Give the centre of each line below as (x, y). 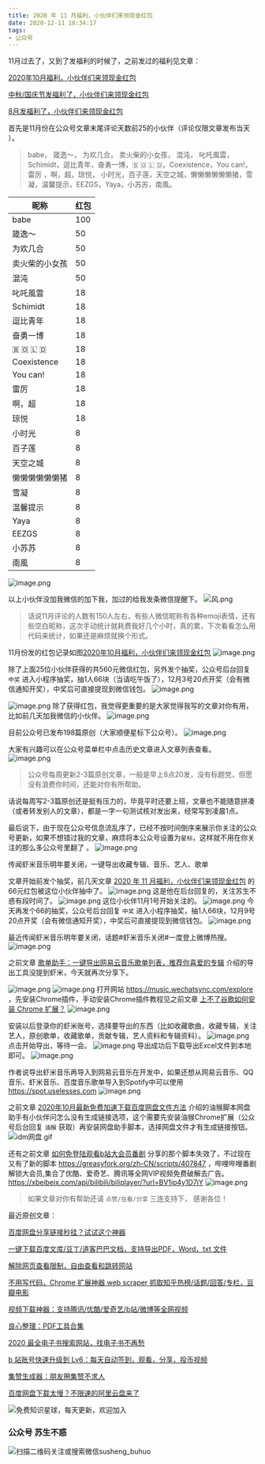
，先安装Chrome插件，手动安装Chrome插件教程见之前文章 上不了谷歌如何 (128, 999)
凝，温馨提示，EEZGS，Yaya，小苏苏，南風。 (102, 184)
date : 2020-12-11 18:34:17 (52, 23)
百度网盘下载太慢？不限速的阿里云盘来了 (74, 1393)
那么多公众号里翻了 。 (57, 848)
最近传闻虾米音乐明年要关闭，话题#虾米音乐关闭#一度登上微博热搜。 (119, 938)
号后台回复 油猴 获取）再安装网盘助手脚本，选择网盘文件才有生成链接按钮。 (130, 1127)
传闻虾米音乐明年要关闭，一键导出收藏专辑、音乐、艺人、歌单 (108, 864)
